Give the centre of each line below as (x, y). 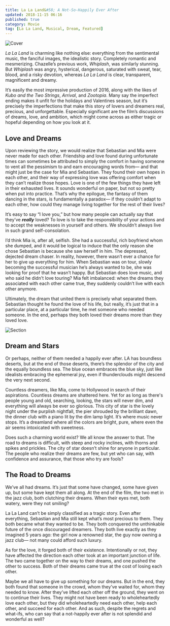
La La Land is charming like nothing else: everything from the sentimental (82, 53)
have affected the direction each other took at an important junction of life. (83, 555)
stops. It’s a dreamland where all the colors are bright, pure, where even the (84, 422)
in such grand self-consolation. (38, 230)
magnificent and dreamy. (31, 80)
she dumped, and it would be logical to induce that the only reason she (79, 245)
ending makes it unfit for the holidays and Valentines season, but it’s (76, 101)
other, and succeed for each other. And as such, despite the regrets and (81, 608)
